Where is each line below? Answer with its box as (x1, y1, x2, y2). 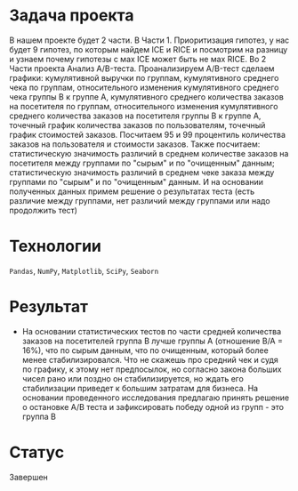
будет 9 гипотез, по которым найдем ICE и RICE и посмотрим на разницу (9, 44, 288, 54)
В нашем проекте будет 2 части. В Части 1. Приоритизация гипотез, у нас (9, 35, 290, 45)
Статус (9, 442, 65, 463)
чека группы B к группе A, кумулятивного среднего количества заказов (9, 91, 285, 102)
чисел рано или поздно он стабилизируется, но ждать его (21, 373, 245, 383)
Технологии (9, 237, 102, 256)
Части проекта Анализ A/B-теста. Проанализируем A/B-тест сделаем (9, 63, 275, 74)
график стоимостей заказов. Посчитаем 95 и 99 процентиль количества (9, 129, 286, 140)
